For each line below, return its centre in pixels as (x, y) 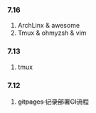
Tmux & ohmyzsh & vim (52, 33)
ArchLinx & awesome (49, 26)
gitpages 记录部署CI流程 (53, 102)
